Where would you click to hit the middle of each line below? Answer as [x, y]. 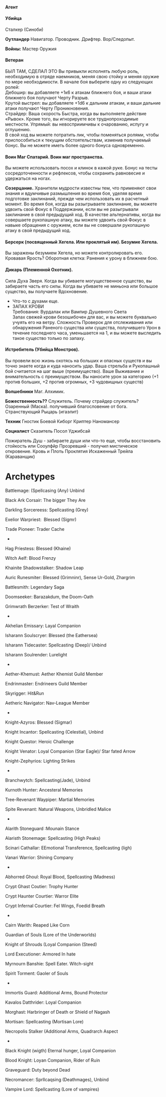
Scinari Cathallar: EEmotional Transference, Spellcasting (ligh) [69, 848]
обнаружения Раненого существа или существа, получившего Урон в [86, 327]
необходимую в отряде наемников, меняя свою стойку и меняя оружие [82, 77]
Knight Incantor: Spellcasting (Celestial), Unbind [54, 732]
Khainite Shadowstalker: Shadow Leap [44, 568]
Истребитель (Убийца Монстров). [42, 349]
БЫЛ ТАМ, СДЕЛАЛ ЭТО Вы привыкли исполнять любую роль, [72, 71]
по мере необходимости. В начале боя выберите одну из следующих [79, 82]
